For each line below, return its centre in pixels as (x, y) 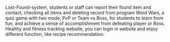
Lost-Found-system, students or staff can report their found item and (78, 7)
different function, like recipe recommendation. (55, 34)
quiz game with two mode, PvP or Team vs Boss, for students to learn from (84, 18)
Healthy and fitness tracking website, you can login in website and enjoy (82, 29)
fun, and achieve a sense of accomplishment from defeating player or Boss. (85, 23)
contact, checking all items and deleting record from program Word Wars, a (85, 13)
